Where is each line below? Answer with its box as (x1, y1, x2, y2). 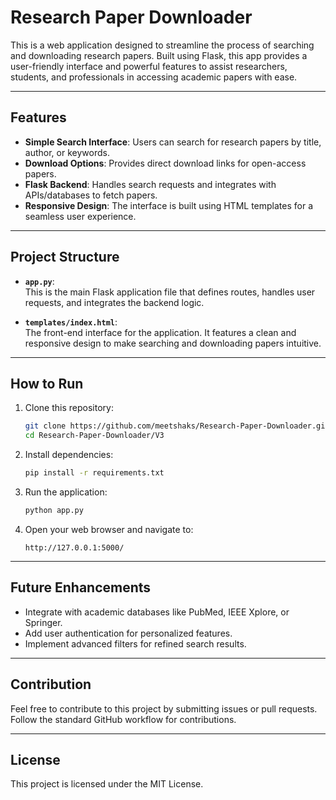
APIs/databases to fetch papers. (24, 189, 158, 201)
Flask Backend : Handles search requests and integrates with (24, 178, 277, 190)
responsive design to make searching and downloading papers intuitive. (24, 337, 322, 349)
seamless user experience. (24, 210, 137, 222)
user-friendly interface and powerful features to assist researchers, (10, 60, 288, 72)
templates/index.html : (24, 316, 118, 328)
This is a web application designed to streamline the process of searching (10, 39, 315, 51)
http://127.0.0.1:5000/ (24, 542, 125, 553)
